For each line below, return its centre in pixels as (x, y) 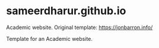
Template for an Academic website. (50, 39)
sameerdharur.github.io (66, 11)
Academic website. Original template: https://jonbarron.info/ (79, 27)
